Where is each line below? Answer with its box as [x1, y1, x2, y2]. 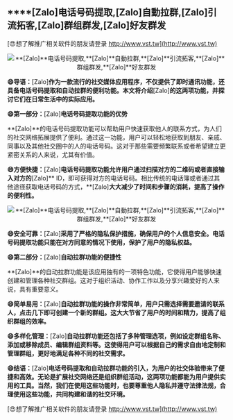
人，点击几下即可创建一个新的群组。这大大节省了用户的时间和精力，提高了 [7, 308, 220, 317]
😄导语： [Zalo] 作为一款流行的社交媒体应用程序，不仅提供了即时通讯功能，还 [7, 77, 225, 85]
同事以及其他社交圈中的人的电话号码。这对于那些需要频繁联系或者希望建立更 [7, 142, 226, 150]
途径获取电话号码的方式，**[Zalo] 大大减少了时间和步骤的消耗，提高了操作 [12, 183, 225, 191]
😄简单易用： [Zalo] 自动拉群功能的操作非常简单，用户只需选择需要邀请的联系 [7, 299, 225, 308]
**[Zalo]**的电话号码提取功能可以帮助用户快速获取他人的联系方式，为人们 [7, 124, 222, 133]
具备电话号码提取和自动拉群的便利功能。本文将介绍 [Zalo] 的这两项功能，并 [7, 86, 218, 94]
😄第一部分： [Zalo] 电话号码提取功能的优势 [7, 110, 128, 118]
